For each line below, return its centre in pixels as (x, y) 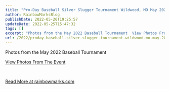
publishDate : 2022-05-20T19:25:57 (42, 19)
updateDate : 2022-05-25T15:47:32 (40, 24)
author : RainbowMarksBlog (32, 15)
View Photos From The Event (35, 62)
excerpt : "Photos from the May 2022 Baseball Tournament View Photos (81, 33)
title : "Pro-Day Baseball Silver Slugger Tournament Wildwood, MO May (81, 10)
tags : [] (14, 29)
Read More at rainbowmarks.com (40, 81)
